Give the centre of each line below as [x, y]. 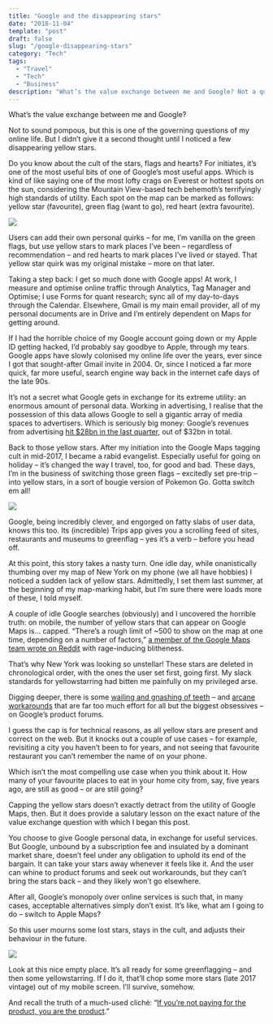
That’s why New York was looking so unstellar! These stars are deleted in [131, 665]
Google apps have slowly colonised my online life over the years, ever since [135, 355]
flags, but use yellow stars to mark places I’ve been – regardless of [120, 246]
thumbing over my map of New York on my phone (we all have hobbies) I [130, 572]
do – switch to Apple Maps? [55, 914]
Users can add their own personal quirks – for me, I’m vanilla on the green [132, 237]
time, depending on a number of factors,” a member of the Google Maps [129, 640]
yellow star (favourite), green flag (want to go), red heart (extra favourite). [132, 207]
